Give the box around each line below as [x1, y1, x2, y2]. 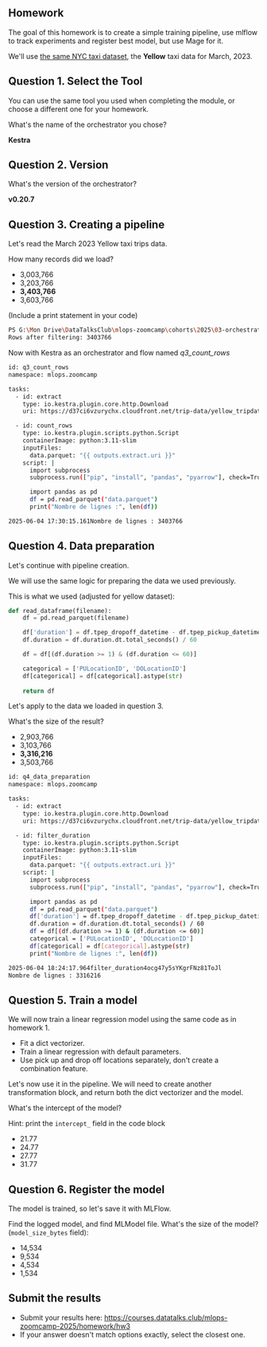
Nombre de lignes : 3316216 [8, 972, 102, 980]
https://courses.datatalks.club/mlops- [104, 1313, 228, 1322]
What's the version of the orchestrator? [8, 179, 137, 189]
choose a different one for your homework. [8, 104, 149, 114]
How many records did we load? [8, 254, 114, 264]
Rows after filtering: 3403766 [8, 334, 112, 342]
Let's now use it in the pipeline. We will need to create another [8, 1079, 212, 1089]
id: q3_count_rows [8, 363, 69, 371]
